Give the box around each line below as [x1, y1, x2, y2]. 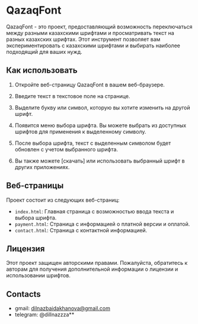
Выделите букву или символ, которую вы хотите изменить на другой [14, 104, 190, 111]
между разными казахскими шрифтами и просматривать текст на [6, 29, 175, 36]
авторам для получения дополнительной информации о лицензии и [6, 265, 178, 273]
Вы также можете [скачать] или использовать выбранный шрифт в [14, 157, 185, 164]
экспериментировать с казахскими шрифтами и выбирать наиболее [6, 42, 181, 49]
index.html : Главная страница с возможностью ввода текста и [14, 208, 174, 215]
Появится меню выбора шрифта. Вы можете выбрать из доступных [14, 122, 187, 129]
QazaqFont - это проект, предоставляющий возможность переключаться [6, 23, 193, 30]
